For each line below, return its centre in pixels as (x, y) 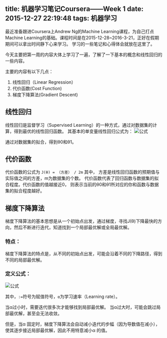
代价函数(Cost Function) (37, 88)
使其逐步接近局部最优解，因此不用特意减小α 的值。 (58, 330)
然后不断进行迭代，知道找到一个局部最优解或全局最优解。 (73, 227)
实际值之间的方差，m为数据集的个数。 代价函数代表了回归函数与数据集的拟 (82, 178)
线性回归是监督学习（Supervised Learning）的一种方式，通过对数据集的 (79, 125)
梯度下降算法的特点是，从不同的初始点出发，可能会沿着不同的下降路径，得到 (84, 253)
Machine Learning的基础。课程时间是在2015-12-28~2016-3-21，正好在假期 (82, 38)
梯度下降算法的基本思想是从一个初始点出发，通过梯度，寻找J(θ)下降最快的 (82, 221)
